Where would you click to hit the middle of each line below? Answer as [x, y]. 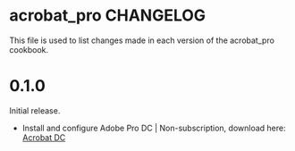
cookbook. [29, 49]
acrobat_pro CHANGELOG [108, 16]
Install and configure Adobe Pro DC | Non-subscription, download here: [154, 128]
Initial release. [35, 110]
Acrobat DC [44, 137]
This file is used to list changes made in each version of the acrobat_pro [142, 40]
